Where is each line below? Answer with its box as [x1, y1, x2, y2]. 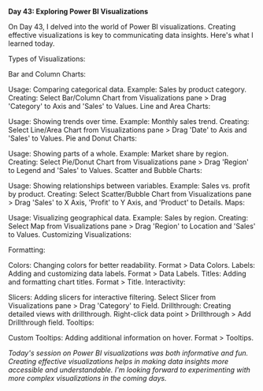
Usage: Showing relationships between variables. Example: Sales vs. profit [8, 181, 250, 190]
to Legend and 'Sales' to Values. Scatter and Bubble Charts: [8, 166, 202, 175]
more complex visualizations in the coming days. [8, 374, 167, 382]
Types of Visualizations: [8, 55, 86, 63]
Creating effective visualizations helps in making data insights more [8, 357, 229, 366]
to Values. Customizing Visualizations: [8, 230, 132, 239]
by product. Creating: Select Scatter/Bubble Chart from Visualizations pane [8, 190, 252, 198]
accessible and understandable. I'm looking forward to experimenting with [8, 365, 250, 374]
